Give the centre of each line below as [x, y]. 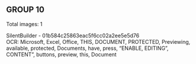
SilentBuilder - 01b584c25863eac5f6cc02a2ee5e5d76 [73, 36]
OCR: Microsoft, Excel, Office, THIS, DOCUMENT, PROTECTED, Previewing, [98, 41]
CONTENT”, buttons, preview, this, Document [61, 54]
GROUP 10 [25, 10]
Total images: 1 [24, 24]
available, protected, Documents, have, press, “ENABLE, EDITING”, [87, 48]
